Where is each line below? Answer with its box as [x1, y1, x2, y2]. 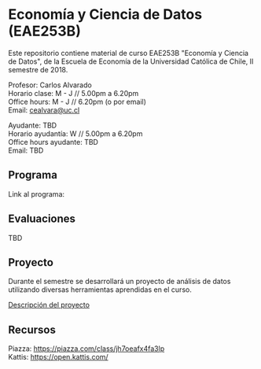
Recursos [8, 323, 57, 336]
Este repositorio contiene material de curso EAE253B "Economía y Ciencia [8, 48, 249, 57]
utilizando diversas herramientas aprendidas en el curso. [8, 285, 193, 294]
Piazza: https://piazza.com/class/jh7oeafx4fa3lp [8, 344, 165, 353]
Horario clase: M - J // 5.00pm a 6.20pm [8, 88, 139, 98]
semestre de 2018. [8, 65, 68, 74]
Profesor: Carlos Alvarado [8, 80, 92, 90]
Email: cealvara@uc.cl [8, 105, 80, 115]
